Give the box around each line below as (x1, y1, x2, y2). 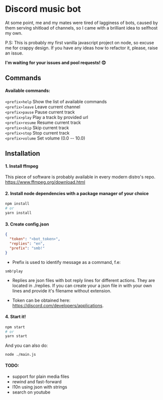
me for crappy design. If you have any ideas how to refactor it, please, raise (5, 45, 158, 51)
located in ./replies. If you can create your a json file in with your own (12, 283, 152, 288)
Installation (5, 149, 40, 158)
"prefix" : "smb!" (9, 246, 45, 251)
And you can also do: (5, 343, 48, 348)
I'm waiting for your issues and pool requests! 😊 (5, 59, 107, 65)
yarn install (5, 210, 32, 216)
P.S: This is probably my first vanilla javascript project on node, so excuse (5, 39, 154, 45)
